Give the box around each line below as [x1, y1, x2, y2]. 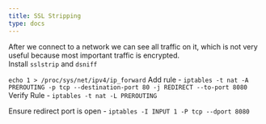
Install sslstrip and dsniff [8, 58, 98, 69]
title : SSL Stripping [8, 11, 82, 20]
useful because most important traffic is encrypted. [8, 50, 180, 60]
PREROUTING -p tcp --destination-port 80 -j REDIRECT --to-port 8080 [8, 83, 248, 92]
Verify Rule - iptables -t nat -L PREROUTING [8, 90, 158, 100]
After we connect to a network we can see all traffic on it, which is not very [8, 41, 259, 51]
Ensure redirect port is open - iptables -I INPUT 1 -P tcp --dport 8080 [8, 106, 250, 116]
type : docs [8, 19, 45, 28]
